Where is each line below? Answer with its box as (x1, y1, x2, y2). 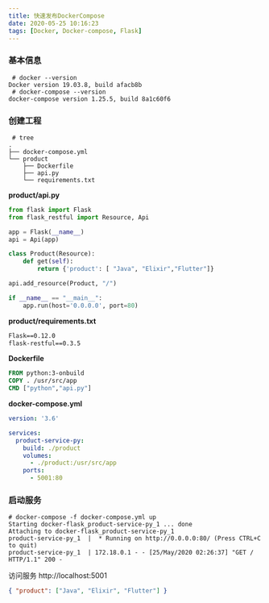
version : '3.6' (8, 414, 60, 423)
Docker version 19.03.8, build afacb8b (8, 81, 143, 89)
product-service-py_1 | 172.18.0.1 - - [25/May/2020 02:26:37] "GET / (8, 549, 254, 557)
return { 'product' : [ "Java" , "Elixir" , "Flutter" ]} (37, 265, 215, 273)
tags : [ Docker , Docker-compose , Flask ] (8, 27, 143, 35)
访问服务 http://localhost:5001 (8, 571, 107, 580)
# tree (11, 134, 35, 142)
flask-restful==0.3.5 (8, 339, 81, 347)
